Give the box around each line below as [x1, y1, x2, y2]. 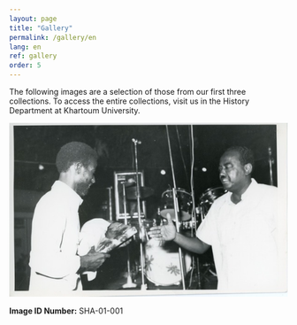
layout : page [9, 14, 57, 23]
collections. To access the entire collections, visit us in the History [9, 96, 250, 106]
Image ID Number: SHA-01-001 [9, 306, 124, 316]
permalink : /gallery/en [9, 33, 97, 42]
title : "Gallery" [9, 23, 73, 33]
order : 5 [9, 61, 42, 70]
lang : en [9, 43, 42, 51]
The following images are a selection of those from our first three [9, 87, 247, 97]
